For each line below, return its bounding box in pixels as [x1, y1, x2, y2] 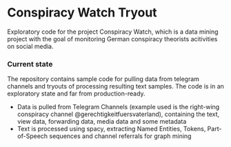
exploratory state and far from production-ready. [7, 89, 146, 98]
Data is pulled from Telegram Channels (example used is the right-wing [17, 103, 220, 111]
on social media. [7, 42, 54, 50]
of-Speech [17, 132, 48, 140]
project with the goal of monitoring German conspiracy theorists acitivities [7, 34, 218, 43]
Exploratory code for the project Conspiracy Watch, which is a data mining [7, 27, 219, 36]
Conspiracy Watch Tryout [7, 5, 157, 21]
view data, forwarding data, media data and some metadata [17, 117, 187, 126]
